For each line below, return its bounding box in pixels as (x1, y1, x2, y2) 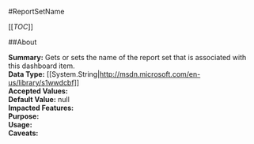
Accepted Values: (8, 86, 69, 96)
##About (8, 37, 37, 47)
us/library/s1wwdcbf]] (8, 78, 80, 87)
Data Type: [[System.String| (8, 70, 100, 78)
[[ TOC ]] (8, 22, 33, 31)
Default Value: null (8, 95, 70, 104)
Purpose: (8, 112, 40, 121)
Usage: (8, 120, 33, 129)
